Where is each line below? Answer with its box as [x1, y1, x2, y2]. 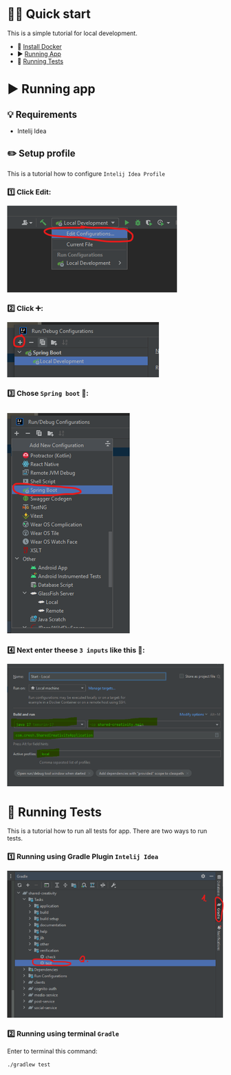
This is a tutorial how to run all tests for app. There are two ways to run [7, 827, 208, 835]
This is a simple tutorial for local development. [7, 29, 137, 37]
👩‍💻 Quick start [7, 6, 91, 22]
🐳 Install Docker [16, 42, 62, 50]
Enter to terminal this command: [7, 1047, 98, 1056]
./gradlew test [7, 1061, 51, 1068]
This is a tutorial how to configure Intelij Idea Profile [7, 169, 166, 178]
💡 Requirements [7, 108, 78, 120]
